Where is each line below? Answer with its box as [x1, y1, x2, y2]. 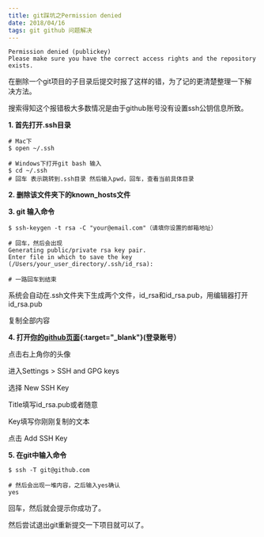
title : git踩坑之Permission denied [8, 11, 122, 20]
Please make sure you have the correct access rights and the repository [8, 55, 257, 63]
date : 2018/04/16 [8, 19, 66, 27]
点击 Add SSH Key [8, 433, 68, 444]
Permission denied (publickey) [8, 48, 111, 56]
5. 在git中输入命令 [8, 451, 67, 460]
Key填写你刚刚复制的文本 [8, 417, 90, 426]
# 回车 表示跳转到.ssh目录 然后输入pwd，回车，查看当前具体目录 [8, 175, 195, 183]
